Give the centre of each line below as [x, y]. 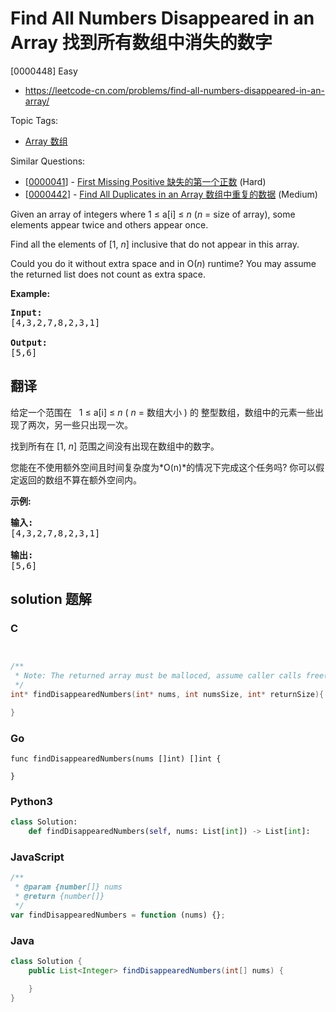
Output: [29, 342]
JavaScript [37, 857]
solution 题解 [51, 599]
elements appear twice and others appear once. [109, 224]
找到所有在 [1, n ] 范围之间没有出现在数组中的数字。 [115, 446]
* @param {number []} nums [68, 887]
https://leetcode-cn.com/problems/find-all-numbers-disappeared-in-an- [174, 90]
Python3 [31, 802]
